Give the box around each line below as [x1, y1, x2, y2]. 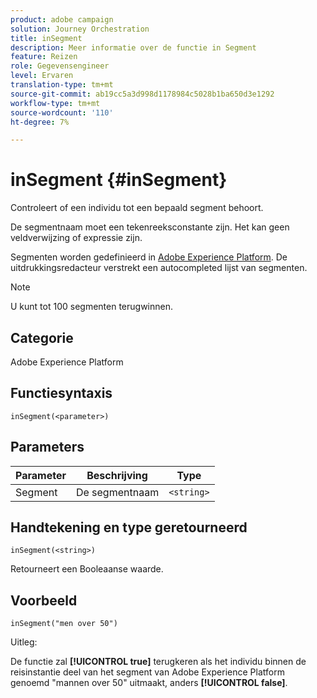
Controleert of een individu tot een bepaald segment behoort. [10, 202, 264, 214]
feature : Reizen [10, 52, 78, 62]
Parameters [10, 439, 85, 456]
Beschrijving [86, 468, 148, 482]
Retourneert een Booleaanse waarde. [10, 563, 164, 575]
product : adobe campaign [10, 14, 114, 25]
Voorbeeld [10, 592, 78, 609]
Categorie [10, 329, 74, 346]
